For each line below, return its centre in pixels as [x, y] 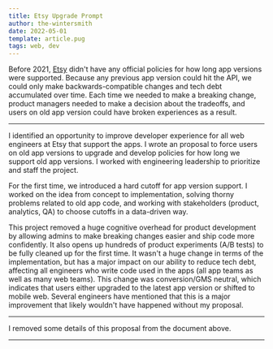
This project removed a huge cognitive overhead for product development [132, 227]
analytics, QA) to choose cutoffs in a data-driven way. [98, 212]
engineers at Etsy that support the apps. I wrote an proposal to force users [133, 144]
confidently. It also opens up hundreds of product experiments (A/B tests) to [136, 245]
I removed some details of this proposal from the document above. [120, 329]
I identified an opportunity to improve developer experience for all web [127, 136]
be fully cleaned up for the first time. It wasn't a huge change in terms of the [136, 253]
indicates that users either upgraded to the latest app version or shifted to [132, 288]
